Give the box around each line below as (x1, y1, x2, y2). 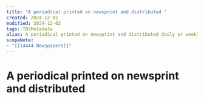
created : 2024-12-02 (6, 15, 59, 21)
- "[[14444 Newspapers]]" (6, 43, 72, 49)
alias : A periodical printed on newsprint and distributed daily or (6, 32, 183, 38)
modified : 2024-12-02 (6, 20, 61, 26)
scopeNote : (6, 37, 34, 43)
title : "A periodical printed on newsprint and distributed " (6, 9, 167, 15)
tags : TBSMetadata (6, 26, 53, 32)
